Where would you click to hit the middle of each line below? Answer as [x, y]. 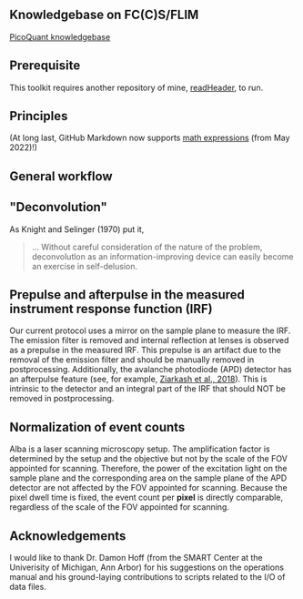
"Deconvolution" [58, 207]
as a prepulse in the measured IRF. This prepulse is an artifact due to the [146, 350]
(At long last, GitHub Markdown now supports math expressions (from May [150, 138]
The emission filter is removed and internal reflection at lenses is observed [149, 340]
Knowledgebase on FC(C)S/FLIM [104, 15]
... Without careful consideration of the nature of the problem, [147, 247]
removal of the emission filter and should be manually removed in [132, 360]
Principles [39, 116]
